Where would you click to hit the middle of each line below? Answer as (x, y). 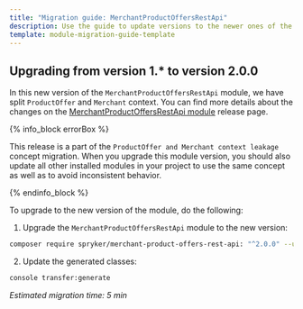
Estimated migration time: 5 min (69, 295)
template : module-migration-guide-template (92, 34)
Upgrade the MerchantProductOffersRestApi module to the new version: (155, 228)
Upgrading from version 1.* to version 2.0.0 (134, 71)
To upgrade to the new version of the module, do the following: (126, 210)
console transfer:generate (60, 278)
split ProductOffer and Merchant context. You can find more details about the (151, 102)
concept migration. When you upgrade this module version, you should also (150, 156)
